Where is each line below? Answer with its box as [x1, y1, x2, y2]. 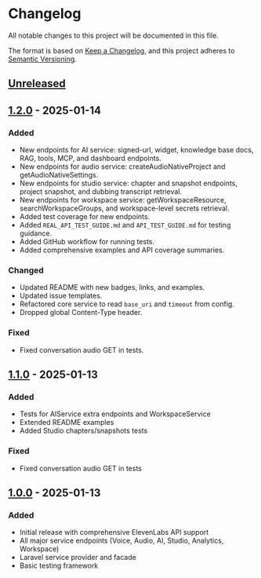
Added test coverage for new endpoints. [19, 212, 150, 221]
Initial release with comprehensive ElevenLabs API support [19, 528, 209, 537]
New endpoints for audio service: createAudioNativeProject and [19, 162, 226, 171]
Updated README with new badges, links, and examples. [19, 283, 205, 292]
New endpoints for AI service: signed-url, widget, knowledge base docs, [19, 145, 254, 155]
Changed [8, 265, 45, 276]
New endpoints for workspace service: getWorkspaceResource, [19, 196, 227, 205]
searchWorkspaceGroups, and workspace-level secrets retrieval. [19, 203, 230, 213]
